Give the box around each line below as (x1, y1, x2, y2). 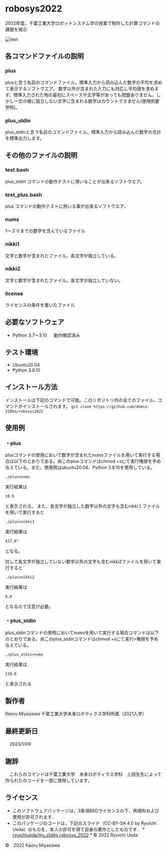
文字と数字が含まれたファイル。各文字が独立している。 (5, 252, 119, 258)
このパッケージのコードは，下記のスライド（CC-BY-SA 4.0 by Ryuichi (12, 820, 157, 826)
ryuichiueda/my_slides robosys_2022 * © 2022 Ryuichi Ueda (12, 832, 138, 838)
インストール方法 (5, 383, 58, 392)
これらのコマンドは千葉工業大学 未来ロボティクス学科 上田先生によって (9, 771, 162, 777)
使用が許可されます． (12, 814, 56, 820)
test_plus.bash (5, 191, 42, 198)
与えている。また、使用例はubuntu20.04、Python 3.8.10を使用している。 (5, 464, 155, 470)
